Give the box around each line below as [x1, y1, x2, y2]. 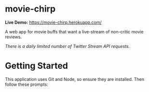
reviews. [5, 34, 22, 40]
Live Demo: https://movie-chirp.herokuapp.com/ [5, 19, 102, 25]
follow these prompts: [5, 81, 48, 87]
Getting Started [5, 61, 68, 71]
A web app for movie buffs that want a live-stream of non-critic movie [5, 29, 144, 34]
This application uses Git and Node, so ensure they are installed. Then [5, 76, 145, 82]
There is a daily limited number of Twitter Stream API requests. [5, 43, 130, 49]
